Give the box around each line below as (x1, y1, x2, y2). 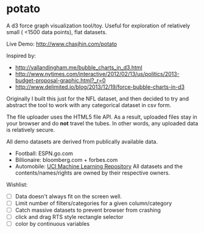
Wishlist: (6, 181, 28, 188)
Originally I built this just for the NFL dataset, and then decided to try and (6, 95, 189, 102)
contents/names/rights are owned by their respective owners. (15, 169, 171, 176)
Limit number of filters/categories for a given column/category (15, 200, 172, 207)
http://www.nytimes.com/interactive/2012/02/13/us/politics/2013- (15, 70, 180, 77)
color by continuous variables (15, 220, 90, 228)
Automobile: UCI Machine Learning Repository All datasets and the (15, 162, 183, 170)
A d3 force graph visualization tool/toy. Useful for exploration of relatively (6, 22, 191, 29)
